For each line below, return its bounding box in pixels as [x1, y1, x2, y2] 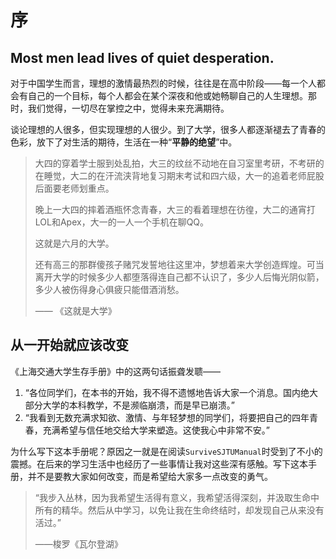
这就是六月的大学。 [34, 237, 115, 249]
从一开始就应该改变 [10, 337, 129, 354]
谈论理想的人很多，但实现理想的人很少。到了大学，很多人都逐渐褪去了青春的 [10, 124, 326, 135]
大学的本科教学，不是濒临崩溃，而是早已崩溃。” [42, 399, 235, 411]
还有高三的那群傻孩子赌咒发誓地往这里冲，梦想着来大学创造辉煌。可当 [34, 259, 325, 270]
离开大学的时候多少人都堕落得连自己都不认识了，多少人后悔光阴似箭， [34, 271, 325, 283]
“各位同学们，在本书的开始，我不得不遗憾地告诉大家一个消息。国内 [24, 386, 301, 398]
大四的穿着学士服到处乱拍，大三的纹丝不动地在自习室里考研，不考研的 [34, 157, 325, 169]
